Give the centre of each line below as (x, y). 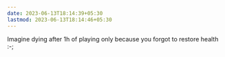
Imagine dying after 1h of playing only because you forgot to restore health (113, 39)
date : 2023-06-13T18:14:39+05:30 (55, 13)
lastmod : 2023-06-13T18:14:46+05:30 (60, 20)
